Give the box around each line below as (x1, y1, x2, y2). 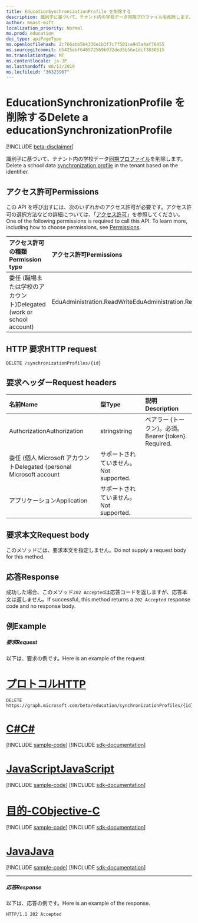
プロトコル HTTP (6, 677, 87, 691)
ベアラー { (145, 415, 173, 424)
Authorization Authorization (9, 426, 84, 435)
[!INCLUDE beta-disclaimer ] (6, 143, 74, 150)
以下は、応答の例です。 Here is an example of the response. (6, 899, 150, 907)
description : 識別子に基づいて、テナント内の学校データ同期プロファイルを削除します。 (6, 14, 193, 20)
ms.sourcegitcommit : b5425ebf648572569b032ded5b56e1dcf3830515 (6, 47, 165, 53)
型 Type (100, 400, 121, 408)
